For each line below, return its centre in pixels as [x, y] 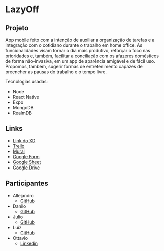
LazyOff [22, 9]
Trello [18, 146]
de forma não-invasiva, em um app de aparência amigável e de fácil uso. [80, 61]
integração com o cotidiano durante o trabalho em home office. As [74, 45]
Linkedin [29, 243]
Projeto [17, 28]
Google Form [26, 156]
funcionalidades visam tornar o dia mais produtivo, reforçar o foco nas [78, 51]
